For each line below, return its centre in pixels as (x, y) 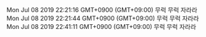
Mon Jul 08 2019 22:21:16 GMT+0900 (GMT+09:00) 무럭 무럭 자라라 (102, 10)
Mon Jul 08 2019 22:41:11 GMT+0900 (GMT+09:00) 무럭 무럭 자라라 (102, 27)
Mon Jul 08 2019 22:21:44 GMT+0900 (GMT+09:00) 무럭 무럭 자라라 (103, 18)
